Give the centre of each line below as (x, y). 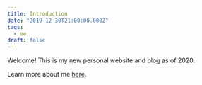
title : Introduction (38, 14)
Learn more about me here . (47, 74)
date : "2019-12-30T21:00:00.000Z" (58, 21)
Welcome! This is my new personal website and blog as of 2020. (101, 60)
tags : (15, 27)
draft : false (26, 40)
